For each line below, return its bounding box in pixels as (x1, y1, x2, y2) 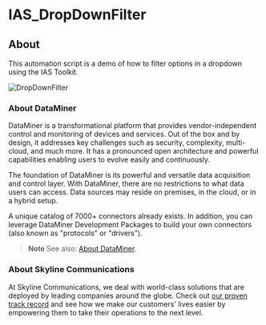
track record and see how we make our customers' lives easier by (8, 299, 226, 309)
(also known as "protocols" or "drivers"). (8, 228, 143, 238)
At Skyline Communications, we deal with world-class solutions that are (8, 282, 244, 291)
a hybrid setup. (8, 196, 58, 206)
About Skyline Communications (8, 264, 135, 275)
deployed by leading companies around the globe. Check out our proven (8, 291, 248, 300)
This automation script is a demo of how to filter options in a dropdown (8, 58, 243, 68)
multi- (225, 138, 246, 147)
